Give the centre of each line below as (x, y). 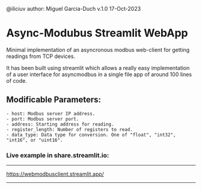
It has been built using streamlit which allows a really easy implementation (98, 68)
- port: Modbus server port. (43, 119)
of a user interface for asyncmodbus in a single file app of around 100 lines (99, 74)
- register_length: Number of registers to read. (70, 129)
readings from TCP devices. (41, 56)
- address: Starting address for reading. (60, 124)
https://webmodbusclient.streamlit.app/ (55, 174)
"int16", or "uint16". (35, 140)
